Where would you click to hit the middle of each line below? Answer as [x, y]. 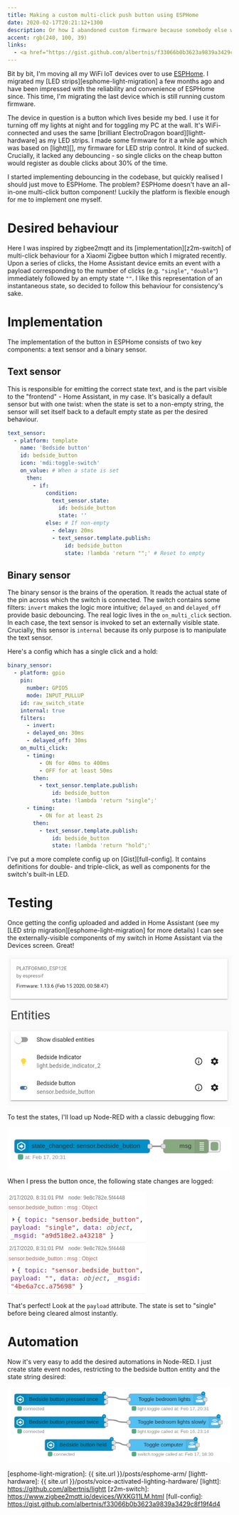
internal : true [43, 711]
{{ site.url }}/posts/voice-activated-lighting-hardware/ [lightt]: [131, 1482]
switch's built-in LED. [38, 875]
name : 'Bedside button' [55, 448]
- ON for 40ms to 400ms [74, 763]
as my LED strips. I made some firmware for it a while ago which [133, 140]
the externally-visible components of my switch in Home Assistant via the [115, 938]
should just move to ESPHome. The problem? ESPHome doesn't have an [113, 184]
